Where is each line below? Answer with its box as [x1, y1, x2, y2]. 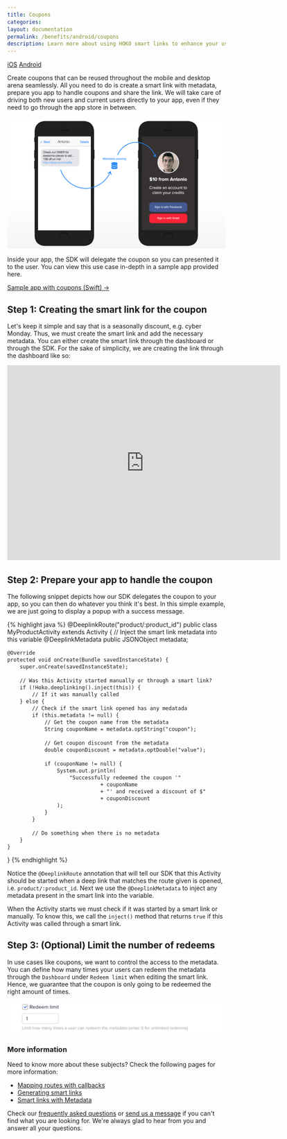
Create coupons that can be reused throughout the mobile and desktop [7, 73, 211, 82]
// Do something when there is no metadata [32, 829, 159, 837]
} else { [19, 697, 45, 705]
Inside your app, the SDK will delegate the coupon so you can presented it [7, 255, 219, 263]
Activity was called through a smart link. [7, 919, 122, 928]
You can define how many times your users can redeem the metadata [7, 965, 206, 973]
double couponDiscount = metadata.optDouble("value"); [44, 746, 207, 754]
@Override [7, 649, 36, 657]
